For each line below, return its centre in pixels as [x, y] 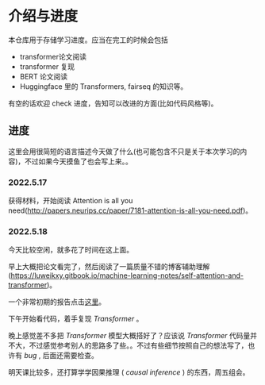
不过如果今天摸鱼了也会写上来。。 [79, 161]
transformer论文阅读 [53, 56]
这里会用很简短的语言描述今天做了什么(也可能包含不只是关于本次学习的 [124, 151]
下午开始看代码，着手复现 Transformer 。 [76, 319]
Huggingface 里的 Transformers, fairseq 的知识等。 [104, 86]
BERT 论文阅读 [44, 76]
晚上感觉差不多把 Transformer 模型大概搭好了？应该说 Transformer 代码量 [129, 336]
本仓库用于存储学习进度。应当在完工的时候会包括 [88, 40]
